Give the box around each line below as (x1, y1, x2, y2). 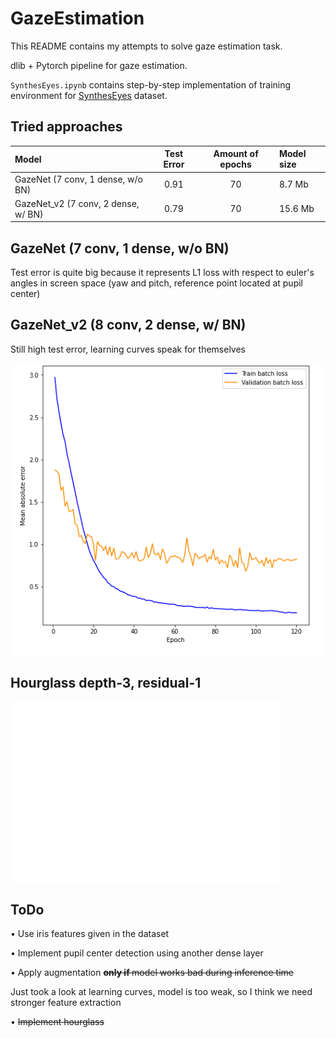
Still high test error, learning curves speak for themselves (10, 343, 247, 355)
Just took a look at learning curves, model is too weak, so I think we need (10, 986, 313, 998)
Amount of (213, 148, 259, 160)
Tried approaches (10, 118, 123, 136)
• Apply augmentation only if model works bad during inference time (10, 967, 294, 979)
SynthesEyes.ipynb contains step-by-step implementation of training (10, 78, 292, 91)
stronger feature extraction (10, 997, 122, 1009)
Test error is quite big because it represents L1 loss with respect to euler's (10, 267, 315, 279)
